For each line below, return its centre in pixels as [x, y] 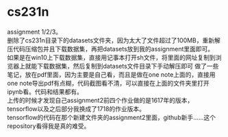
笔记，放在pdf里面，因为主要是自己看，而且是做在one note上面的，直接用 [111, 74]
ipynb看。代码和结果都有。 [45, 91]
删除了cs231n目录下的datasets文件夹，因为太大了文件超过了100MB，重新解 [114, 40]
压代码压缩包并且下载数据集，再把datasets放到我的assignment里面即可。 [111, 49]
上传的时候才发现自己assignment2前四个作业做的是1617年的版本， [100, 100]
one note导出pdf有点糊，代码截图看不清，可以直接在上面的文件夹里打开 [109, 83]
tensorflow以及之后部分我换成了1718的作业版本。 [76, 109]
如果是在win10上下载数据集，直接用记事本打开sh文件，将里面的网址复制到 [111, 57]
